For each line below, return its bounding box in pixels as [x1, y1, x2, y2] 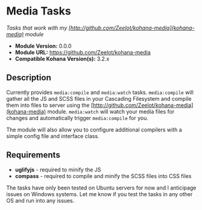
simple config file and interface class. [6, 132, 99, 139]
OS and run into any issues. [6, 197, 75, 204]
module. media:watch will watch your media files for [47, 107, 175, 115]
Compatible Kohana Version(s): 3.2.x [14, 55, 110, 62]
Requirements [6, 150, 60, 161]
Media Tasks [6, 4, 71, 18]
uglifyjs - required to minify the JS [14, 166, 101, 173]
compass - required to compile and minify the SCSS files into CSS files [14, 172, 192, 179]
